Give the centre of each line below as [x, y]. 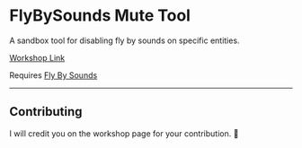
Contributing [46, 112]
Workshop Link [37, 57]
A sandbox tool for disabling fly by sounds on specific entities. [124, 40]
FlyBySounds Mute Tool [100, 16]
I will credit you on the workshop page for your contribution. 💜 [124, 133]
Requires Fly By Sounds [53, 75]
